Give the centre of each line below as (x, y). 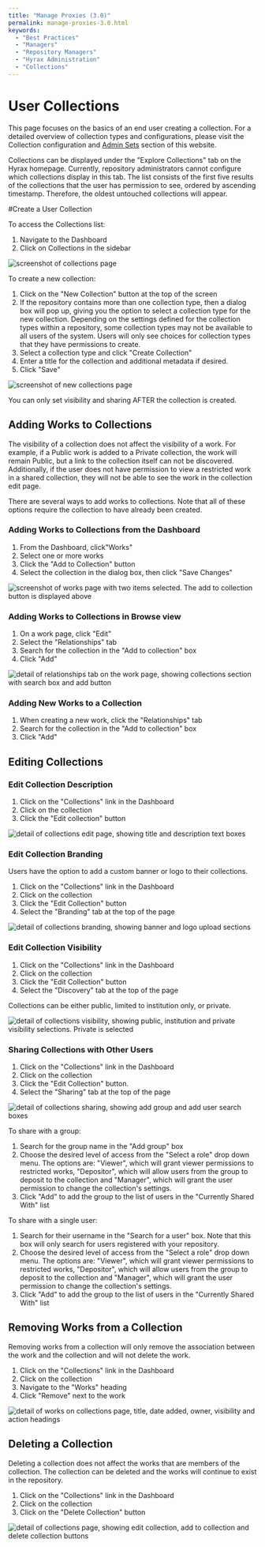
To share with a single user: (53, 1220)
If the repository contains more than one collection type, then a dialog (133, 302)
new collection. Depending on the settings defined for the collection (130, 319)
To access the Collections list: (57, 224)
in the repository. (36, 1480)
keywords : (24, 30)
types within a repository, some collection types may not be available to (136, 327)
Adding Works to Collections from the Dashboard (105, 530)
